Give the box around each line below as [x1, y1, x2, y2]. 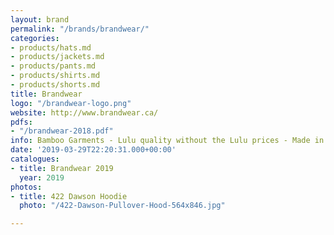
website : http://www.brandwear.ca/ [10, 107, 159, 118]
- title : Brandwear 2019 [10, 163, 114, 173]
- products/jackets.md [10, 52, 105, 62]
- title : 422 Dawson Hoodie [10, 191, 128, 201]
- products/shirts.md [10, 71, 101, 81]
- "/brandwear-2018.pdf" [10, 126, 114, 136]
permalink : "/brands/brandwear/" [10, 24, 150, 34]
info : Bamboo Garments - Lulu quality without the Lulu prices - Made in [10, 136, 325, 146]
